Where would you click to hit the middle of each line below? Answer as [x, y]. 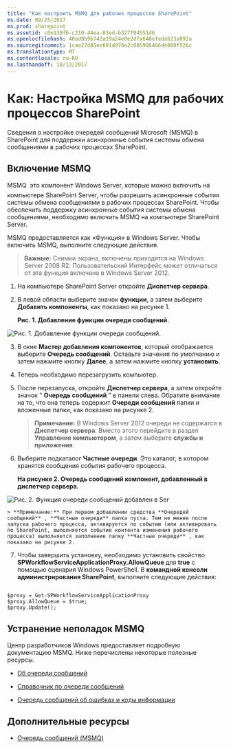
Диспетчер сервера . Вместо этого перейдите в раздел [116, 431]
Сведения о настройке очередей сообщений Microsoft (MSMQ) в [102, 132]
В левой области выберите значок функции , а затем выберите [110, 300]
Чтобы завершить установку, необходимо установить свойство [111, 555]
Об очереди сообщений [52, 673]
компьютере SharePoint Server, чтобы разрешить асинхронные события [113, 195]
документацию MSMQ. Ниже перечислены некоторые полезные [102, 653]
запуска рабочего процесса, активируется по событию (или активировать [112, 524]
